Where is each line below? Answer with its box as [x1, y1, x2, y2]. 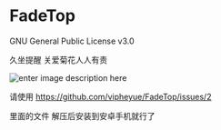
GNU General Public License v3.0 [9, 35, 135, 46]
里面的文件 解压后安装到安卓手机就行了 [9, 110, 156, 121]
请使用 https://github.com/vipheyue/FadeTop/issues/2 [9, 91, 212, 102]
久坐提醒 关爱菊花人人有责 [9, 54, 107, 65]
